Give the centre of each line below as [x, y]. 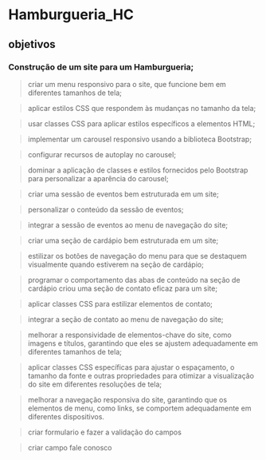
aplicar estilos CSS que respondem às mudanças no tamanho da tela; [142, 108]
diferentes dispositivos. [66, 416]
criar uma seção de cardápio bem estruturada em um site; [123, 240]
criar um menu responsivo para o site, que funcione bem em [127, 84]
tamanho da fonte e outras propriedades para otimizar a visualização [141, 375]
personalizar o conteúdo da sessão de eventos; [106, 209]
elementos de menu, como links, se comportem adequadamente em [139, 408]
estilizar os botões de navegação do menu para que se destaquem [137, 256]
